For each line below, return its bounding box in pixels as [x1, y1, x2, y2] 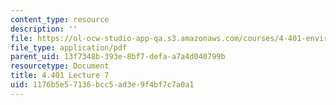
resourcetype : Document [10, 61, 110, 71]
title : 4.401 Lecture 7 [10, 71, 110, 81]
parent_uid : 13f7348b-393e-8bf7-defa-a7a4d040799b [10, 52, 226, 62]
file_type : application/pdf [10, 42, 128, 53]
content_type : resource [10, 14, 110, 25]
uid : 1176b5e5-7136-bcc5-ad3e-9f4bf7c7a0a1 [10, 80, 195, 90]
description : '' [10, 24, 78, 34]
